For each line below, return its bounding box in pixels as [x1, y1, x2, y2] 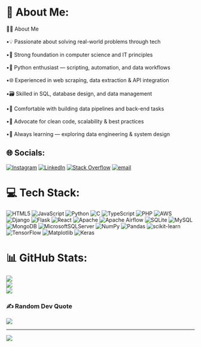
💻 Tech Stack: [6, 186, 80, 200]
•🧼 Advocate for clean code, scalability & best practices [6, 117, 144, 125]
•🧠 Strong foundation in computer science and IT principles [6, 51, 153, 58]
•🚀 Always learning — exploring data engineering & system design [6, 130, 170, 137]
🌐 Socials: [6, 148, 45, 158]
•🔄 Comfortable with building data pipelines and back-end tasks [6, 105, 165, 112]
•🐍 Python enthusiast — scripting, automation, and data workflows [6, 64, 170, 71]
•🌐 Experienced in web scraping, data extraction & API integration [6, 76, 169, 83]
